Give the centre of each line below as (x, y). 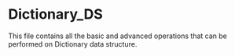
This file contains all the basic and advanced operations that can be (118, 36)
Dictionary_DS (56, 14)
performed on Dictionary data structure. (73, 44)
